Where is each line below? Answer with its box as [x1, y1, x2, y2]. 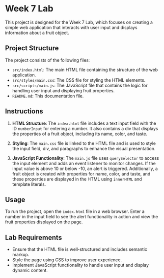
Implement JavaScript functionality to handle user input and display [12, 262, 149, 268]
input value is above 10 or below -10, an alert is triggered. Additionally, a [12, 166, 158, 172]
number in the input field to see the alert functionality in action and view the [5, 214, 158, 220]
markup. [12, 252, 29, 258]
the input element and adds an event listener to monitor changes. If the [12, 160, 156, 166]
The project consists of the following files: [5, 57, 90, 63]
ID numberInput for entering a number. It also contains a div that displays [12, 125, 158, 131]
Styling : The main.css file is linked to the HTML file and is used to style [12, 140, 156, 146]
